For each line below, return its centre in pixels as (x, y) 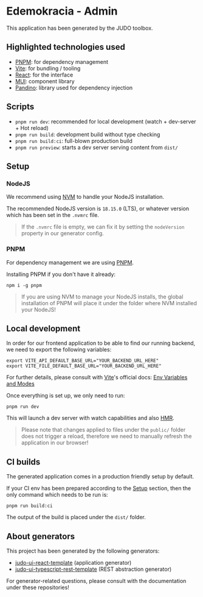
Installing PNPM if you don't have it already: (61, 274)
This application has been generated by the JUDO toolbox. (80, 28)
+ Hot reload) (32, 128)
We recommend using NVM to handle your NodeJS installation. (85, 197)
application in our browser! (55, 443)
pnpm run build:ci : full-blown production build (74, 140)
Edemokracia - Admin (62, 11)
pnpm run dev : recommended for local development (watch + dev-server (105, 121)
